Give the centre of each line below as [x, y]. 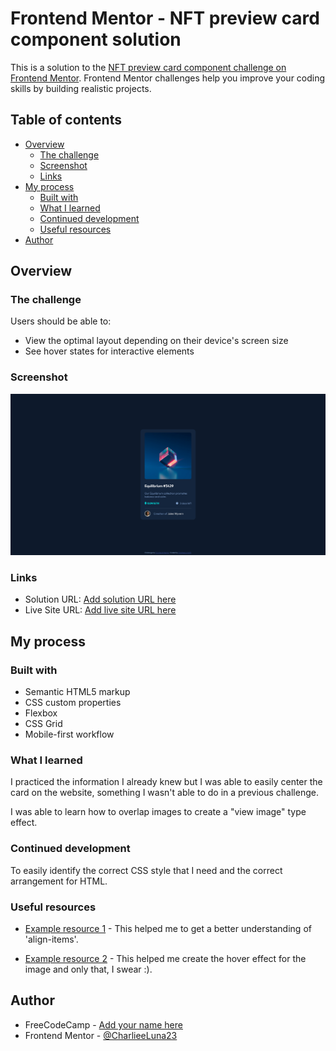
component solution [96, 39]
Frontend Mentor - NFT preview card [165, 18]
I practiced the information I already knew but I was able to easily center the [166, 782]
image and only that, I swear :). [88, 969]
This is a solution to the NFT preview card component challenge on [148, 67]
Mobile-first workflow [69, 734]
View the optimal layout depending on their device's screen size [156, 341]
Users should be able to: [61, 321]
